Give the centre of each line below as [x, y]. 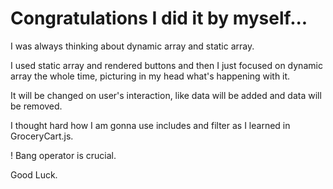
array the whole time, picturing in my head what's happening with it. [150, 76]
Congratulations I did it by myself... [159, 18]
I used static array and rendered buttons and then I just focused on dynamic [166, 65]
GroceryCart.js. [42, 136]
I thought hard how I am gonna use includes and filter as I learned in [150, 125]
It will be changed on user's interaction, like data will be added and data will [166, 95]
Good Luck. [34, 174]
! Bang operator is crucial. [63, 155]
